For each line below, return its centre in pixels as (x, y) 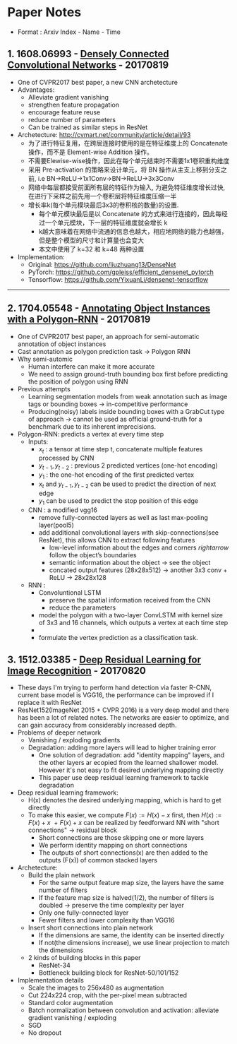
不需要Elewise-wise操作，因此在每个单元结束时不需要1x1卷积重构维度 (129, 160)
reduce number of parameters (72, 119)
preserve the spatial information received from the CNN (130, 600)
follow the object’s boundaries (93, 554)
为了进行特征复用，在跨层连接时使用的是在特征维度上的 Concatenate (128, 143)
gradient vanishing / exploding (72, 1018)
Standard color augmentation (71, 1003)
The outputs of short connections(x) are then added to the (123, 853)
